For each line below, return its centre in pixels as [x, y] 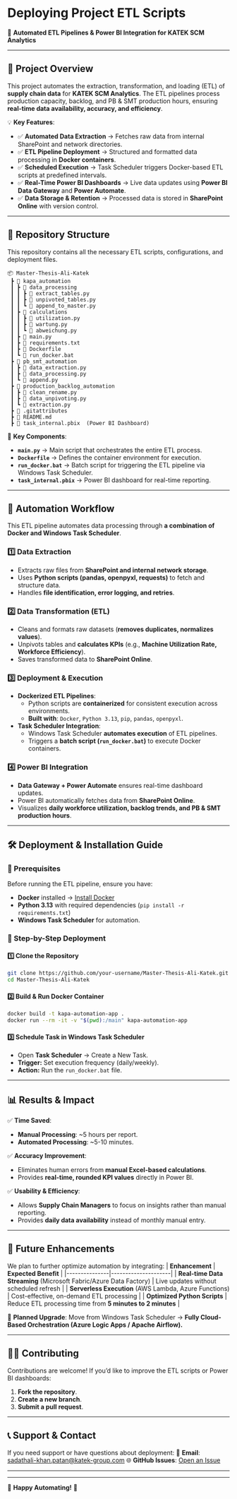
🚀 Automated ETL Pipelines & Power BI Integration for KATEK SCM [106, 32]
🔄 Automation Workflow [61, 509]
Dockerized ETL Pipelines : [57, 696]
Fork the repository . [47, 1392]
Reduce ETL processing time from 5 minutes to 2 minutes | [93, 1303]
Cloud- [211, 1317]
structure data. [39, 585]
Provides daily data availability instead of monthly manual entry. [111, 1220]
